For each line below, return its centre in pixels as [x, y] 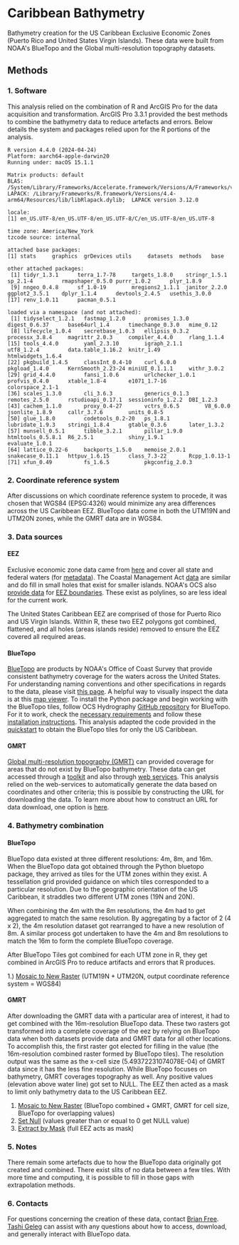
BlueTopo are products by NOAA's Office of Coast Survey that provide [110, 669]
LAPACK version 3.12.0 [165, 200]
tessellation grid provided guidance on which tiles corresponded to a [108, 881]
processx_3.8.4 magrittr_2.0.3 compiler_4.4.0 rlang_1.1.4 [116, 337]
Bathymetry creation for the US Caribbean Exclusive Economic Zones [109, 33]
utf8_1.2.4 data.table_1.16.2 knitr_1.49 [84, 350]
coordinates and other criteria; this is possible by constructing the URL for [116, 792]
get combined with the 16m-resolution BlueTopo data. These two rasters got [119, 1023]
